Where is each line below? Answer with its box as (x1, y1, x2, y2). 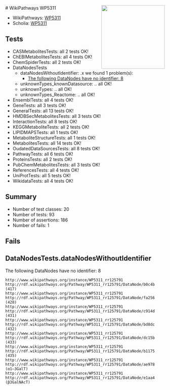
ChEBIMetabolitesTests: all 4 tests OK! (12, 53, 93, 60)
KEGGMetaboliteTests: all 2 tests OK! (12, 124, 90, 130)
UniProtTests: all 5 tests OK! (12, 172, 71, 178)
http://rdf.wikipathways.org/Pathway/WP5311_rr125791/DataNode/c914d (5, 308, 155, 314)
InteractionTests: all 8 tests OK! (12, 118, 77, 124)
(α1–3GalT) (5, 366, 28, 371)
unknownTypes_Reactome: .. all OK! (20, 91, 95, 97)
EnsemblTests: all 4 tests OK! (12, 96, 74, 103)
